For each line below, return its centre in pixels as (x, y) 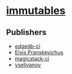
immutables (36, 11)
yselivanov (28, 65)
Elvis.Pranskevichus (39, 52)
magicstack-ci (32, 59)
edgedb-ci (27, 46)
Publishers (26, 32)
